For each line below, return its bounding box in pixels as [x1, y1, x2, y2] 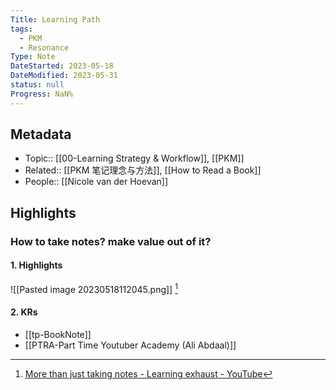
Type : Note [10, 52, 56, 62]
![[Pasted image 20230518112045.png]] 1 [10, 281, 178, 295]
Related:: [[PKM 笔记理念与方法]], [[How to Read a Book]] [24, 164, 262, 176]
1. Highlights [10, 259, 63, 271]
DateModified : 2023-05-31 [10, 71, 118, 81]
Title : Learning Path [10, 14, 101, 25]
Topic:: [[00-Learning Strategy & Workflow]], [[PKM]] [24, 152, 245, 165]
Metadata [10, 126, 72, 143]
